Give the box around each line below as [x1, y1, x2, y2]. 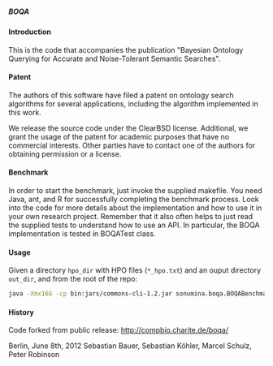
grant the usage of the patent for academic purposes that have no [8, 131, 230, 141]
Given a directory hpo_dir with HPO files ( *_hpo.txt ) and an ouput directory [8, 265, 262, 275]
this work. [8, 107, 42, 117]
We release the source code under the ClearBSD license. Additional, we [8, 123, 249, 133]
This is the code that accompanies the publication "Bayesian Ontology [8, 45, 244, 54]
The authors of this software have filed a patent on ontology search [8, 90, 234, 100]
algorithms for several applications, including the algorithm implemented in [8, 98, 258, 109]
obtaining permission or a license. [8, 149, 122, 158]
